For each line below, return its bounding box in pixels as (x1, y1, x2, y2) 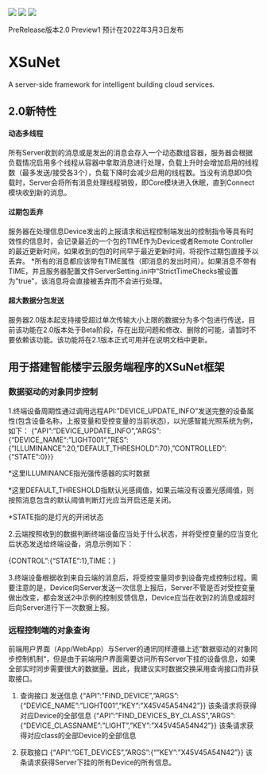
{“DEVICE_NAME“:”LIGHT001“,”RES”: (8, 435, 129, 444)
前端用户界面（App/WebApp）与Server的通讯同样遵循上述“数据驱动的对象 (8, 643, 251, 653)
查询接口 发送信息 (19, 690, 78, 700)
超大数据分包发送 (8, 295, 64, 306)
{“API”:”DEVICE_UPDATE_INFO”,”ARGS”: (30, 426, 161, 436)
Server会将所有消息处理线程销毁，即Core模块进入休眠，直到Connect (29, 178, 255, 187)
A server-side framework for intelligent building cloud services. (8, 80, 215, 89)
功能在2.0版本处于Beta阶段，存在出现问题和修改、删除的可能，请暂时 (21, 325, 250, 334)
